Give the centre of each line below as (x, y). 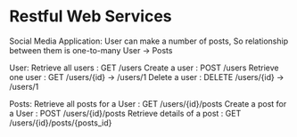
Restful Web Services (91, 16)
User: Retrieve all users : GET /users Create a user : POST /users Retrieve (144, 68)
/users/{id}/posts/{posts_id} (61, 123)
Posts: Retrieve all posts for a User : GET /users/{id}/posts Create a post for (148, 103)
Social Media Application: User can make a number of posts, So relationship (148, 41)
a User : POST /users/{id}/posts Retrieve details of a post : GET (125, 113)
